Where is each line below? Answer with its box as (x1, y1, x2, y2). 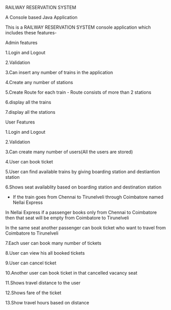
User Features (5, 119, 35, 125)
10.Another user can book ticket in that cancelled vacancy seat (5, 270, 138, 276)
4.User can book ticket (5, 159, 54, 164)
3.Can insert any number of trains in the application (5, 69, 113, 75)
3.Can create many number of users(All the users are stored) (5, 149, 133, 155)
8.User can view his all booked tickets (5, 250, 85, 256)
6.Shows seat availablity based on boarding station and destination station (5, 184, 162, 190)
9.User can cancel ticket (5, 260, 57, 266)
